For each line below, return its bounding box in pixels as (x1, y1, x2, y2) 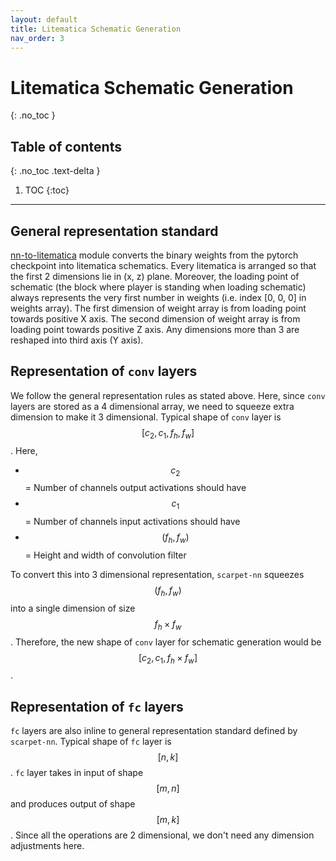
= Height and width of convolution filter (24, 549, 187, 561)
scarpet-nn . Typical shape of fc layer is (10, 736, 172, 748)
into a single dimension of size (10, 602, 136, 614)
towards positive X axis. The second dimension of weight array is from (10, 312, 301, 325)
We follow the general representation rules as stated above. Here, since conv (10, 389, 326, 401)
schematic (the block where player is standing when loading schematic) (10, 281, 307, 293)
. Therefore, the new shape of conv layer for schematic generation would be (10, 636, 322, 648)
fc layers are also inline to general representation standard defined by (10, 725, 298, 737)
